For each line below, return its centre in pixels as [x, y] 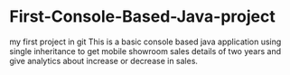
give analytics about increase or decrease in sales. [104, 61]
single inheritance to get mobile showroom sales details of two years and [145, 51]
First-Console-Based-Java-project [142, 17]
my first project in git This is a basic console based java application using [145, 42]
